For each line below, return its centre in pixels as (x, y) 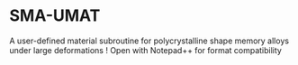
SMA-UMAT (55, 16)
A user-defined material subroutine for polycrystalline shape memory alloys (149, 41)
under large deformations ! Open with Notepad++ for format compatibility (145, 50)
